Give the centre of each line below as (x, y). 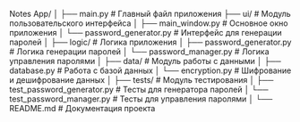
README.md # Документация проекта (82, 108)
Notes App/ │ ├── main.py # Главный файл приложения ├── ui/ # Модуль (150, 14)
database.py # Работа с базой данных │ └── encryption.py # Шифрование (150, 70)
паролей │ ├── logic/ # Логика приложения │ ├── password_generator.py (150, 42)
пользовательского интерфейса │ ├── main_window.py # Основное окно (149, 23)
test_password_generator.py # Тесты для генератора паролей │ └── (139, 89)
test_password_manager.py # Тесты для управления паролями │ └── (141, 99)
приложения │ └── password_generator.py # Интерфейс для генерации (146, 33)
